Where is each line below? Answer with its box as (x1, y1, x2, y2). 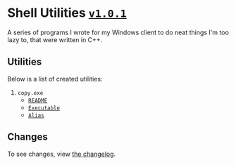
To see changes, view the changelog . (7, 150, 116, 158)
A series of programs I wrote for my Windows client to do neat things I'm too (7, 28, 229, 37)
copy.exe (17, 89, 44, 96)
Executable (27, 104, 61, 112)
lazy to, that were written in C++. (7, 35, 103, 44)
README (27, 97, 48, 104)
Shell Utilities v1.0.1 (7, 5, 127, 21)
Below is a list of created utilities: (7, 74, 103, 83)
